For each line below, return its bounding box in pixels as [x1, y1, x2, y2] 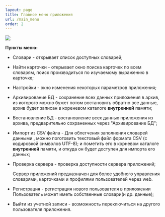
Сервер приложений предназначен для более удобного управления [12, 171, 160, 177]
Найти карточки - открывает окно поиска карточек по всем [12, 64, 142, 70]
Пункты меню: [5, 45, 38, 51]
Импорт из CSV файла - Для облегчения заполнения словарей [12, 130, 148, 136]
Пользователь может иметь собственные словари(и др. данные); [12, 191, 154, 197]
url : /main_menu [5, 17, 39, 22]
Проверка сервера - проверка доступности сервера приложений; [12, 161, 156, 167]
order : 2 [5, 21, 24, 27]
